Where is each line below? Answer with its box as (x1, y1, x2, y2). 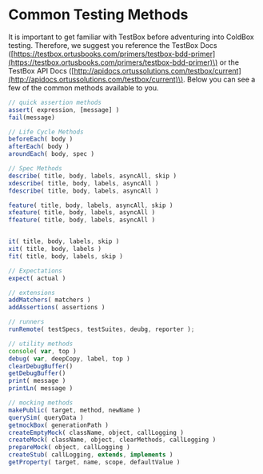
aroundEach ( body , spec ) (8, 150, 94, 158)
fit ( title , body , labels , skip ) (8, 252, 124, 261)
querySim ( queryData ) (8, 413, 84, 421)
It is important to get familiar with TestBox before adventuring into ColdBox (8, 32, 254, 42)
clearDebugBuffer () (8, 362, 74, 370)
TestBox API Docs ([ (8, 66, 74, 75)
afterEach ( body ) (8, 142, 70, 151)
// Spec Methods (8, 165, 62, 173)
